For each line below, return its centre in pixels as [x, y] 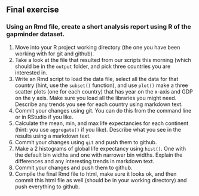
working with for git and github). [54, 54]
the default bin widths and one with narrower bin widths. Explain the [99, 155]
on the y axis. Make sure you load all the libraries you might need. [96, 98]
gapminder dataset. [36, 34]
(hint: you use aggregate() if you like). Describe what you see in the [98, 129]
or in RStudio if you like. [44, 117]
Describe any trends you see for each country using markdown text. [99, 104]
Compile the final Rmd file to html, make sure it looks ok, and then [96, 174]
